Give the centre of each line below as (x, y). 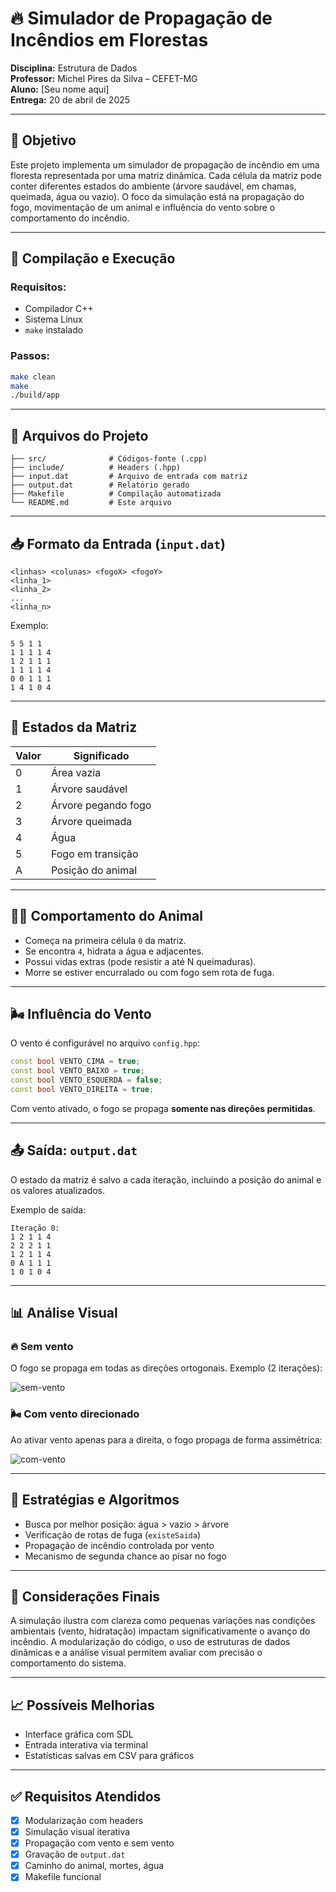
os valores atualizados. (58, 1190)
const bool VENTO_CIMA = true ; (75, 1062)
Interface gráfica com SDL (79, 1734)
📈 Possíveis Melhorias (82, 1705)
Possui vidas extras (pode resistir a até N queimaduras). (140, 961)
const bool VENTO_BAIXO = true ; (77, 1071)
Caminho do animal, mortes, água (94, 1866)
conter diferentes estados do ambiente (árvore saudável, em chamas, (153, 186)
